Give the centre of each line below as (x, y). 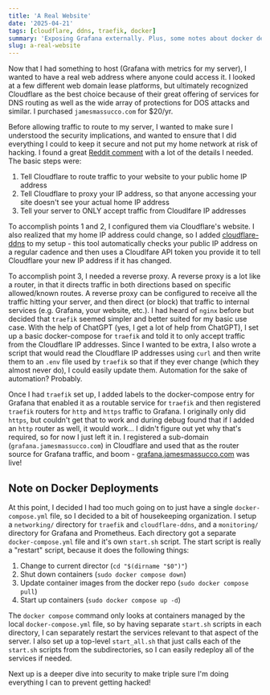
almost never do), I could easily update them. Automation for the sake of (128, 370)
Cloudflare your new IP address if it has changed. (90, 261)
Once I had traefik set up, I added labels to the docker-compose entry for (131, 394)
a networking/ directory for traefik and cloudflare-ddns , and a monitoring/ (133, 524)
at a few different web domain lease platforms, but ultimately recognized (129, 86)
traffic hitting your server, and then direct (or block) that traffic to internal (129, 302)
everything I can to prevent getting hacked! (80, 682)
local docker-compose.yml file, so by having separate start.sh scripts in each (135, 623)
